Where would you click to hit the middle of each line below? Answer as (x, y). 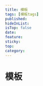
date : (11, 32)
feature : (14, 37)
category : (15, 51)
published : (16, 19)
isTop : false (18, 28)
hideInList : (17, 23)
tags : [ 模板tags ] (22, 14)
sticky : (13, 42)
